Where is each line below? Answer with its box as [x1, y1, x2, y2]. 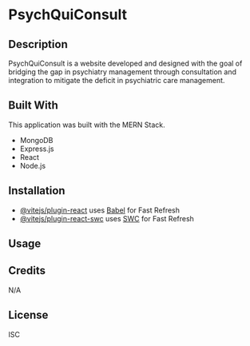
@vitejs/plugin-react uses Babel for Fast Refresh [19, 205, 181, 215]
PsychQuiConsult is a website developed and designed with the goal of [8, 58, 243, 68]
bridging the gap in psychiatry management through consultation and [8, 67, 237, 77]
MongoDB [19, 135, 54, 145]
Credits [8, 264, 46, 277]
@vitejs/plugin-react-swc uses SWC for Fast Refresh [19, 213, 194, 223]
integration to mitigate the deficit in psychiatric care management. [8, 76, 225, 85]
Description [8, 38, 68, 51]
